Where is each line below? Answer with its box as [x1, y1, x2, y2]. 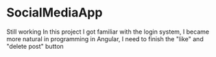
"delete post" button [6, 42, 64, 50]
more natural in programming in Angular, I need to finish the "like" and [6, 34, 204, 43]
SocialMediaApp [6, 5, 103, 21]
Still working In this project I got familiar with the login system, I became [6, 27, 210, 36]
